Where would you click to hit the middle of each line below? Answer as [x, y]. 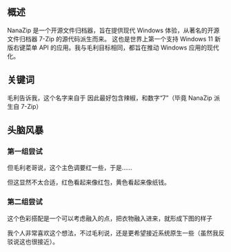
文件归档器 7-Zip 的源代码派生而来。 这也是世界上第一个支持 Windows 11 [110, 39]
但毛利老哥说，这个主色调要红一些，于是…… [70, 168]
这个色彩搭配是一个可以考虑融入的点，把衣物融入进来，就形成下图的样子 [110, 218]
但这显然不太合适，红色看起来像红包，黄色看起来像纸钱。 [89, 182]
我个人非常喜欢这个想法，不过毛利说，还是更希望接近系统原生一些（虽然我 [113, 233]
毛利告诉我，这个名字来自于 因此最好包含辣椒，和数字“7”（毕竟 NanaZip [110, 98]
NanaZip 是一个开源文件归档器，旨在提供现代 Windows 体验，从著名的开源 [113, 30]
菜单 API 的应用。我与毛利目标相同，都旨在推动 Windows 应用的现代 [122, 48]
